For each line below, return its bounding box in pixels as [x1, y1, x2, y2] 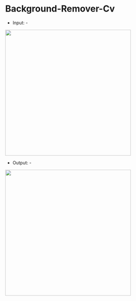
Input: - [12, 20, 28, 26]
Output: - [12, 160, 32, 166]
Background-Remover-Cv [5, 3, 115, 15]
